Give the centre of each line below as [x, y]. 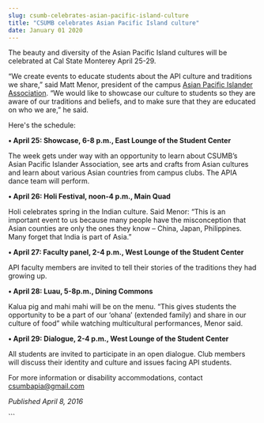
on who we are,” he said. [49, 110]
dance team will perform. [49, 181]
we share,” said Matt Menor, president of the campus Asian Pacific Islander [130, 85]
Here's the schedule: [42, 125]
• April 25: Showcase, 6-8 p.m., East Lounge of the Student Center [120, 141]
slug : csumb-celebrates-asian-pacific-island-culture [99, 15]
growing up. [28, 276]
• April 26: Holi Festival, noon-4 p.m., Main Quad [90, 196]
